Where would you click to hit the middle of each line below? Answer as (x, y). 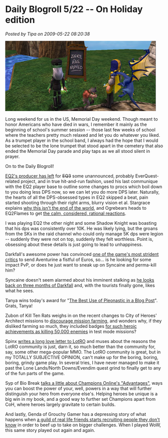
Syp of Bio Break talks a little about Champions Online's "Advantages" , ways (84, 383)
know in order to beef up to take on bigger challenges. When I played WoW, (83, 425)
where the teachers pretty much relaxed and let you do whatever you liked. (83, 135)
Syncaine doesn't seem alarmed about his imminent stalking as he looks (80, 280)
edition (20, 20)
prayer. (13, 156)
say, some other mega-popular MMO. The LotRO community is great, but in (83, 352)
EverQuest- (147, 176)
